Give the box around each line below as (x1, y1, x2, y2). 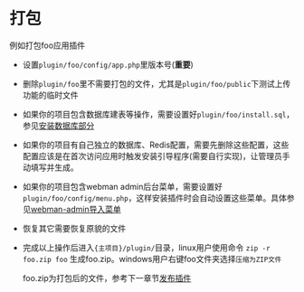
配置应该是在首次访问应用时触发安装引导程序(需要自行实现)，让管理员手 (22, 150, 291, 161)
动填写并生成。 (22, 162, 79, 173)
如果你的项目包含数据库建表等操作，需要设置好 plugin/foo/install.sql (22, 108, 287, 119)
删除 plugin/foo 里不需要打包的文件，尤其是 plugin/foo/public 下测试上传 (22, 78, 291, 89)
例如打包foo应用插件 (9, 40, 86, 51)
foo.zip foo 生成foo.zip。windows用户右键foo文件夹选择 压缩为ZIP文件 (22, 253, 282, 264)
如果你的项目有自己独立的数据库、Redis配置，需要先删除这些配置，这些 (22, 139, 290, 150)
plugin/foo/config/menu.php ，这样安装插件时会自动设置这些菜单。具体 (22, 192, 287, 203)
